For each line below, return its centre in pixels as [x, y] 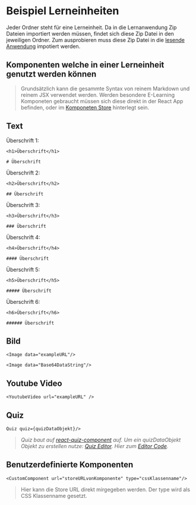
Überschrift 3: [23, 205]
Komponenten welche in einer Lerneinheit [85, 65]
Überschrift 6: [23, 301]
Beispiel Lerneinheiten [63, 11]
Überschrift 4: [23, 237]
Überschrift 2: [23, 173]
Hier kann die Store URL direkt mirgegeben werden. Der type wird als [105, 489]
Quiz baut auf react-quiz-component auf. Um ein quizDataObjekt [101, 440]
